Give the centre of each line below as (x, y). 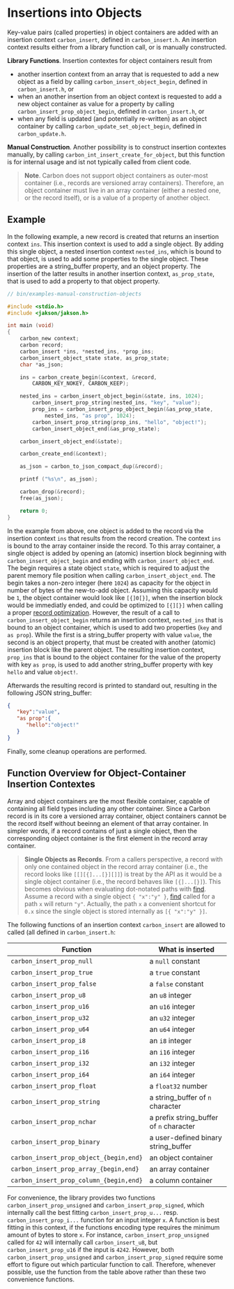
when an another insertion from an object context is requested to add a (119, 96)
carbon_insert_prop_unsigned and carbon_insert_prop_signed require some (115, 1257)
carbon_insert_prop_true (52, 972)
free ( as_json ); (42, 498)
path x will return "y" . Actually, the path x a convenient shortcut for (120, 903)
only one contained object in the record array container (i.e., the (116, 866)
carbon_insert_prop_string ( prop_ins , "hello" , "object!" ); (120, 422)
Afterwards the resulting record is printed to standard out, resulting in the (112, 685)
